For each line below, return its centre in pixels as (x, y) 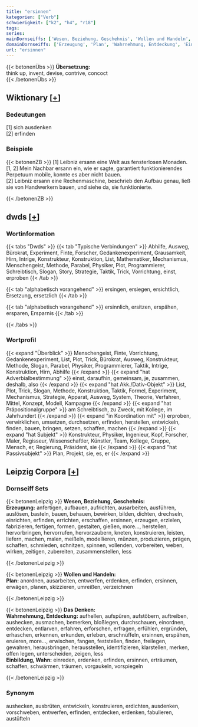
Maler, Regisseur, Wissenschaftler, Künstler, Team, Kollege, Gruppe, (88, 441)
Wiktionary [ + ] (33, 98)
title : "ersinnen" (29, 12)
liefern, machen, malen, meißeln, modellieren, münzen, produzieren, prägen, (99, 539)
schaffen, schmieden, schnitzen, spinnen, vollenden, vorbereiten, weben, (95, 545)
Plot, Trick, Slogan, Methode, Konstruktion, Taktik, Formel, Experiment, (92, 391)
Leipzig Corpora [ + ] (43, 472)
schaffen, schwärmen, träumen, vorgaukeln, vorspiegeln (75, 666)
